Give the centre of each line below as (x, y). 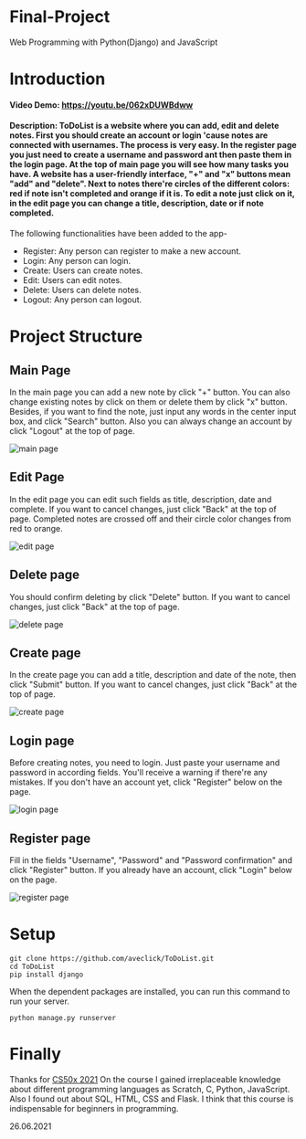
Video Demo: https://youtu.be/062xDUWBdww (101, 105)
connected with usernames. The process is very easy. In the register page (153, 145)
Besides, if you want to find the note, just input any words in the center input (153, 411)
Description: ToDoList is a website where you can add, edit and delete (144, 126)
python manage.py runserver (63, 1018)
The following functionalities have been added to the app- (119, 233)
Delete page (45, 575)
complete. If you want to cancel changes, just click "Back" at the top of (143, 509)
